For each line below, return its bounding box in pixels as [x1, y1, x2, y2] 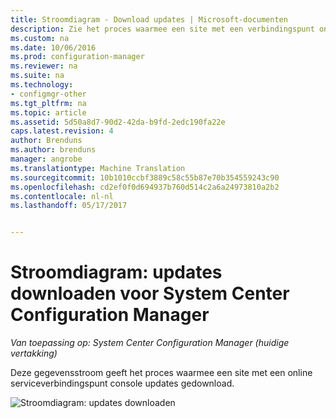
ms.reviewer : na [10, 61, 78, 71]
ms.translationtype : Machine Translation [10, 163, 186, 173]
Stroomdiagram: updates [10, 261, 223, 284]
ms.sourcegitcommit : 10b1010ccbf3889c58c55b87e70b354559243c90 [10, 172, 280, 183]
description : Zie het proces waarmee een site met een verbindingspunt [10, 24, 315, 34]
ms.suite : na [10, 71, 65, 81]
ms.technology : [10, 80, 74, 90]
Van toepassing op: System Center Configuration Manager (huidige [10, 337, 290, 349]
